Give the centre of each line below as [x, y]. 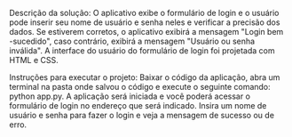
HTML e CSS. [34, 60]
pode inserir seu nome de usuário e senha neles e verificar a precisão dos [145, 22]
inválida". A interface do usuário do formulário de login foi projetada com [142, 51]
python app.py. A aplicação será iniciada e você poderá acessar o [130, 96]
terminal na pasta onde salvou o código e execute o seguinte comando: [140, 87]
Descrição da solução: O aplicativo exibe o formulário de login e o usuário [144, 13]
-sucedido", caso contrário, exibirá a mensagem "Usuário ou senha [132, 41]
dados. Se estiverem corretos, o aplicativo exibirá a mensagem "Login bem [146, 32]
